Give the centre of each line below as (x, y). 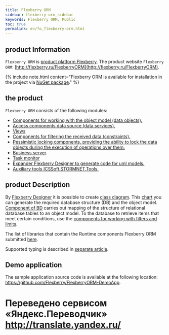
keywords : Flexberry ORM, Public (40, 19)
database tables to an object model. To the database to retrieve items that (82, 213)
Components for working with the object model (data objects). (77, 120)
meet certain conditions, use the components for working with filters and (81, 218)
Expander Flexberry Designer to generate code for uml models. (78, 163)
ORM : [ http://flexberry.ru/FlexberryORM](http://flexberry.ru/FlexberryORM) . (82, 67)
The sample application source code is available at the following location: (81, 277)
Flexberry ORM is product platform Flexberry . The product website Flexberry (85, 61)
